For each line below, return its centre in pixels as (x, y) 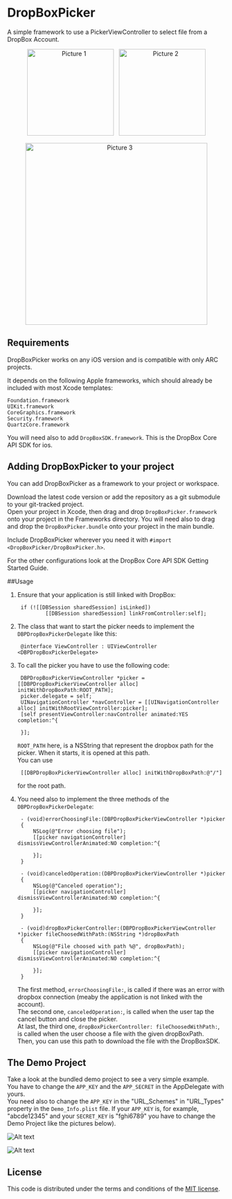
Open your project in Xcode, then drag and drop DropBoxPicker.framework (112, 511)
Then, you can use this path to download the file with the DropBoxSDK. (118, 1041)
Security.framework (35, 418)
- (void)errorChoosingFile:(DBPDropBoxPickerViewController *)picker (123, 819)
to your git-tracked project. (46, 504)
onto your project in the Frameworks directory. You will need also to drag (111, 519)
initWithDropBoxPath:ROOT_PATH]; (65, 690)
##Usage (20, 581)
